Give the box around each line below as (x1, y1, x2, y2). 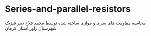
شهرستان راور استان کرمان (5, 25, 57, 31)
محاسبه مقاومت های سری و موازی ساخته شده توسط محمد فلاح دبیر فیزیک (5, 20, 146, 26)
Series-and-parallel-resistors (5, 3, 131, 15)
